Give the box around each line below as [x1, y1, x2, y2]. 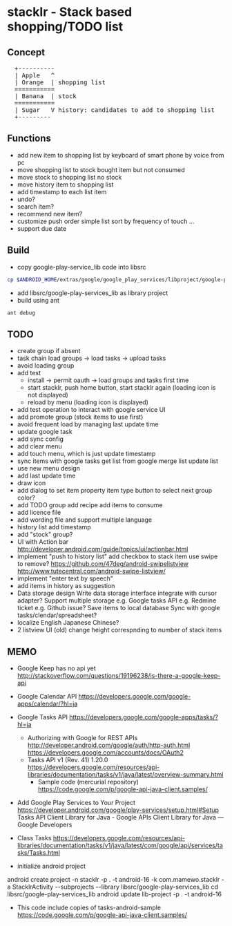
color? [17, 493, 36, 502]
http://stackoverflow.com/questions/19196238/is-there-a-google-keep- [17, 672, 221, 679]
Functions [7, 133, 52, 144]
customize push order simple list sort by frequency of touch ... [17, 217, 195, 225]
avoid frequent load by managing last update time [17, 420, 159, 428]
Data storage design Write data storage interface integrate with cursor [17, 589, 217, 598]
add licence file [17, 509, 61, 517]
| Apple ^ [14, 72, 55, 79]
